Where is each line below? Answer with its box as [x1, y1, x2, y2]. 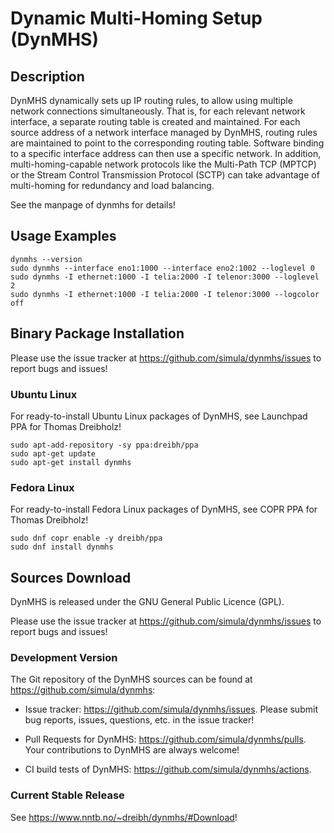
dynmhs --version [10, 254, 83, 264]
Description [10, 68, 85, 85]
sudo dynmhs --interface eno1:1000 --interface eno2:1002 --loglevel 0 [10, 263, 315, 273]
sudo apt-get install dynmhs [10, 457, 132, 467]
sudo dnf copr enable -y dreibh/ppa [10, 533, 163, 544]
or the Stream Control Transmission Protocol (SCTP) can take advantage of [10, 169, 320, 181]
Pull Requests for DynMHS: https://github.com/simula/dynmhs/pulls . [24, 733, 307, 746]
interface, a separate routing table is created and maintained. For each [10, 116, 301, 127]
